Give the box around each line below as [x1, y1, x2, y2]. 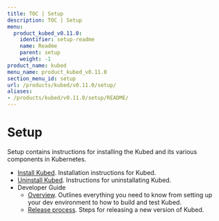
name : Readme [19, 43, 58, 49]
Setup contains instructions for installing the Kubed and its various [7, 147, 197, 155]
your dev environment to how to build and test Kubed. [27, 198, 182, 206]
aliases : [7, 88, 33, 95]
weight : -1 [19, 56, 51, 63]
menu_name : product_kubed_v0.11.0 [7, 68, 108, 75]
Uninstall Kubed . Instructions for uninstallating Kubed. [17, 176, 172, 184]
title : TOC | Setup [7, 10, 64, 17]
